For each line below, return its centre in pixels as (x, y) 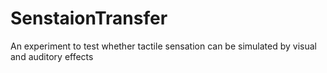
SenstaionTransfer (89, 18)
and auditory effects (52, 56)
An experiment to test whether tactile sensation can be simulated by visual (163, 46)
